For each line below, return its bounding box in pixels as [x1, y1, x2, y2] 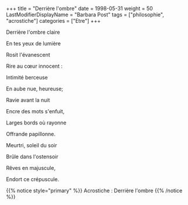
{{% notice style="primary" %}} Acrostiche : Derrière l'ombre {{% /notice [6, 187, 183, 194]
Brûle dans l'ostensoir [6, 153, 58, 160]
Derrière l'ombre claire [6, 29, 60, 36]
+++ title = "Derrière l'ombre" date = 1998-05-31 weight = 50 [6, 5, 153, 12]
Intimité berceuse [6, 74, 48, 81]
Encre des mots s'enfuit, [6, 108, 65, 114]
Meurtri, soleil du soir [6, 142, 57, 148]
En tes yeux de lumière [6, 40, 61, 47]
